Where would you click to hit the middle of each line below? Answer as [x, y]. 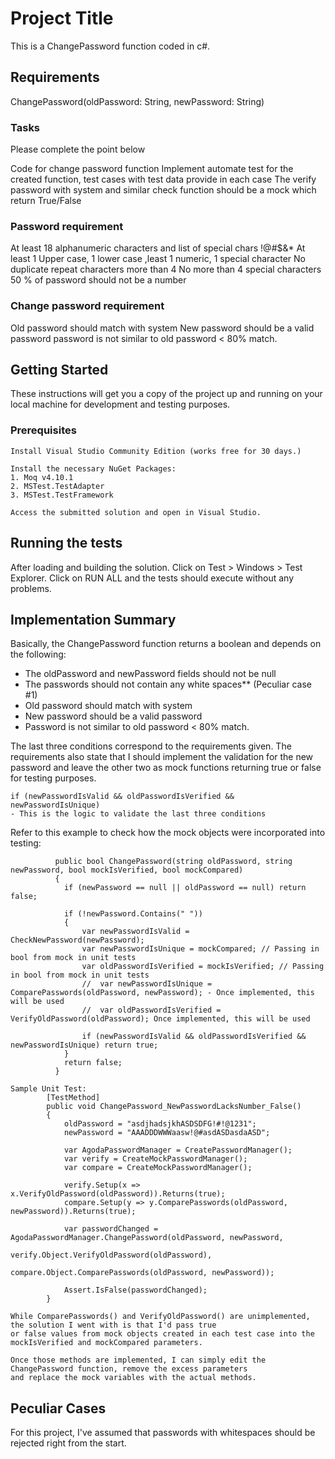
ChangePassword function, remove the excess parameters [129, 1369]
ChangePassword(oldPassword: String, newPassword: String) [137, 101]
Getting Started [59, 370]
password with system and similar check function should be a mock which [163, 190]
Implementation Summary [93, 619]
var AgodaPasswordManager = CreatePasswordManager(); [178, 1150]
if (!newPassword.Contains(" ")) [133, 914]
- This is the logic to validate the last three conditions [138, 814]
